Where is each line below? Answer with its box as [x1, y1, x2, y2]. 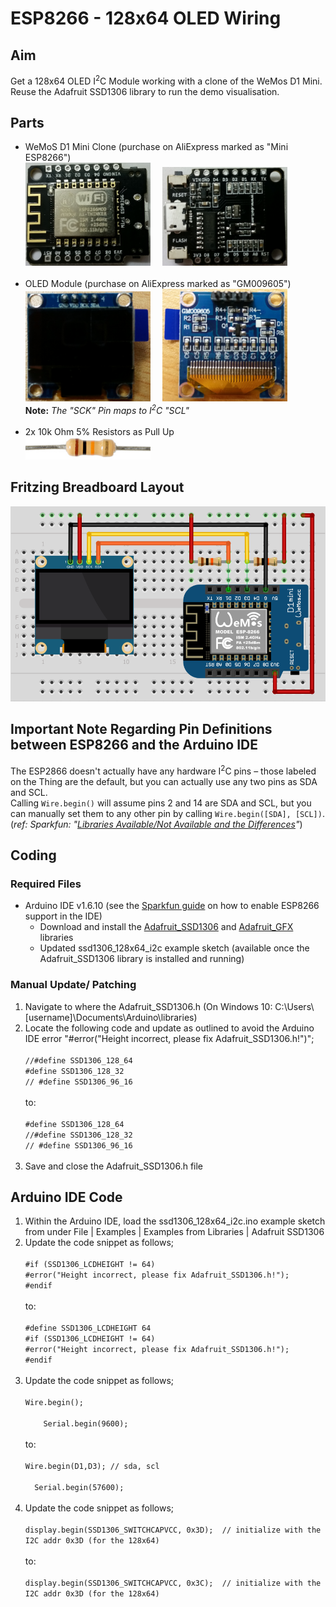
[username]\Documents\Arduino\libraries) [24, 1011, 198, 1023]
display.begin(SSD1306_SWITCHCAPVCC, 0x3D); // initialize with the [24, 1525, 322, 1536]
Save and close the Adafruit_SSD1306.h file [24, 1160, 204, 1172]
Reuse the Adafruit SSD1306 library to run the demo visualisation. [10, 85, 280, 97]
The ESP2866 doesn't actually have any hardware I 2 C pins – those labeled [10, 763, 317, 777]
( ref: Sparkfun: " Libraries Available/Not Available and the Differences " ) [10, 818, 303, 830]
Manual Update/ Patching [10, 978, 137, 992]
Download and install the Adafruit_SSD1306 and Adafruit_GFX [39, 921, 294, 933]
